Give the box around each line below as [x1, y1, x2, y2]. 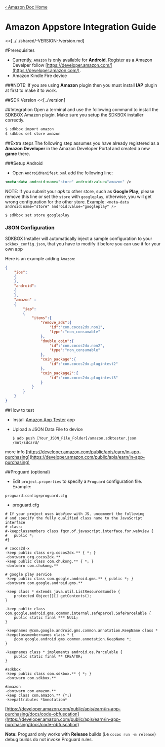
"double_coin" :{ [40, 338, 74, 344]
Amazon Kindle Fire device [12, 73, 67, 79]
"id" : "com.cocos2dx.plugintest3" [49, 375, 119, 380]
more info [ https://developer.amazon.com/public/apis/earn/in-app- [5, 449, 142, 455]
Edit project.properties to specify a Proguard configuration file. [12, 478, 142, 484]
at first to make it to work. [5, 87, 57, 93]
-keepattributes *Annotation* [5, 697, 68, 702]
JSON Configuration [5, 224, 55, 231]
